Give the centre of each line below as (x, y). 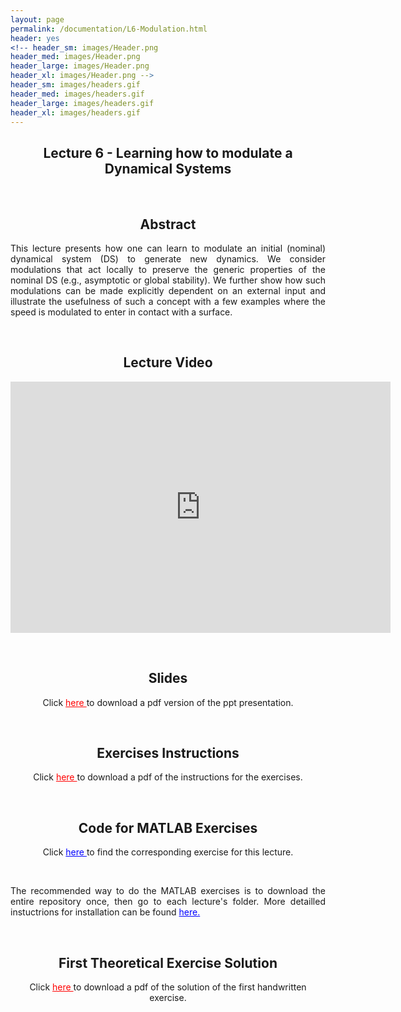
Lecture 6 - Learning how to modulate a (168, 152)
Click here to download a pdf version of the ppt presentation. (168, 702)
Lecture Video (168, 362)
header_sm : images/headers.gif (75, 85)
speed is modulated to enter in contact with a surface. (121, 312)
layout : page (37, 19)
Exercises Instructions (168, 753)
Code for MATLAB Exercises (168, 827)
